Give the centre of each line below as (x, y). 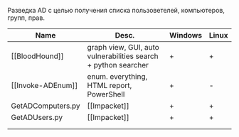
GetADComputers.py (46, 106)
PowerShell (106, 94)
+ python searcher (118, 65)
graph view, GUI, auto (123, 47)
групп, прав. (26, 18)
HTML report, (110, 86)
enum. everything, (117, 76)
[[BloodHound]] (37, 56)
